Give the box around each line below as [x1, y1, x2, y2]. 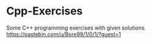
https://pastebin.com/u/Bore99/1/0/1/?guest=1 [6, 30, 121, 37]
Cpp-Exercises [6, 4, 83, 18]
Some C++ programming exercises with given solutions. [6, 24, 147, 31]
